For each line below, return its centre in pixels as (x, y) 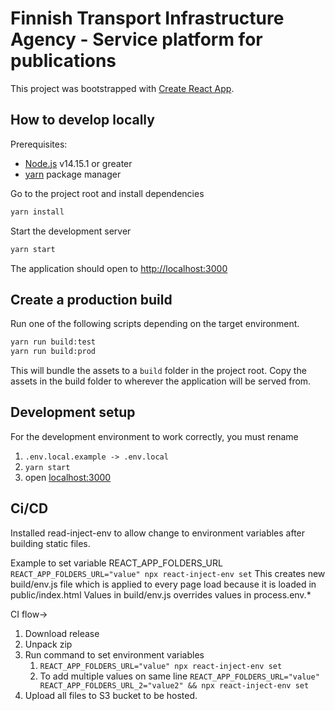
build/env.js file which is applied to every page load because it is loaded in (163, 584)
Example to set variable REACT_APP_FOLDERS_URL (116, 563)
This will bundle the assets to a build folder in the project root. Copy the (158, 371)
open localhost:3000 (68, 477)
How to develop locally (82, 120)
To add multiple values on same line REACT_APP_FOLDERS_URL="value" (179, 676)
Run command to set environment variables (114, 654)
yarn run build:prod (53, 352)
